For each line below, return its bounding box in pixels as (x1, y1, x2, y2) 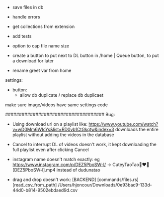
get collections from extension (12, 23, 75, 29)
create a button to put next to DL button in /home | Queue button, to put (12, 52, 159, 58)
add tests (12, 33, 32, 39)
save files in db (12, 4, 44, 10)
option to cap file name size (12, 43, 70, 49)
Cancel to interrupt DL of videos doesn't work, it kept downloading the (12, 142, 157, 147)
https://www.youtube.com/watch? (88, 121, 159, 127)
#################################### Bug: (5, 112, 115, 117)
